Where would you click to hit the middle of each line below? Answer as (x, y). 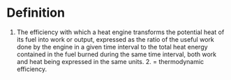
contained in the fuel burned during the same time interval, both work (117, 54)
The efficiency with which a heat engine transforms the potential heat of (120, 32)
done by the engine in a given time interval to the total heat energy (112, 47)
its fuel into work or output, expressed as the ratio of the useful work (115, 39)
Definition (36, 13)
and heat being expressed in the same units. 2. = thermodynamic (110, 61)
